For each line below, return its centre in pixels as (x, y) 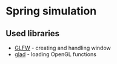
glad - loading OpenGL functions (55, 54)
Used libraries (33, 34)
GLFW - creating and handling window (62, 48)
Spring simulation (51, 11)
